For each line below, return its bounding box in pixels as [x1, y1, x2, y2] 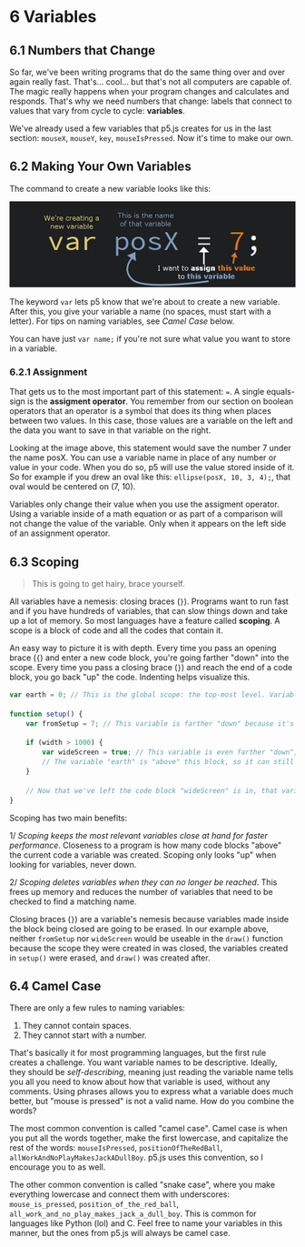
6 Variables [9, 6, 97, 27]
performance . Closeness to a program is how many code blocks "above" [9, 840, 282, 850]
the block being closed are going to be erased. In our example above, [9, 923, 270, 934]
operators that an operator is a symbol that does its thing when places [9, 406, 272, 417]
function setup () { [9, 709, 84, 719]
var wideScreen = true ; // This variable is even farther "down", [42, 748, 299, 757]
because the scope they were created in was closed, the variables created [9, 942, 289, 953]
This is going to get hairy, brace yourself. [31, 578, 185, 589]
